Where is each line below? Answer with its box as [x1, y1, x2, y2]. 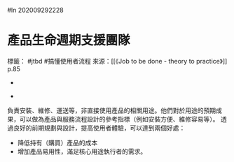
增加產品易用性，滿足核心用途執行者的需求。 [17, 147, 147, 156]
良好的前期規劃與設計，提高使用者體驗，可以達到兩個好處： [13, 124, 186, 132]
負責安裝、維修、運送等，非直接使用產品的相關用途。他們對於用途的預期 [7, 106, 216, 115]
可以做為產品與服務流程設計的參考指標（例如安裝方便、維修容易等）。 [19, 115, 219, 123]
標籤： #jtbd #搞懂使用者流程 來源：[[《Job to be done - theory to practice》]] [7, 57, 228, 65]
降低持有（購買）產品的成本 [17, 138, 98, 147]
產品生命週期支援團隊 [7, 33, 131, 48]
